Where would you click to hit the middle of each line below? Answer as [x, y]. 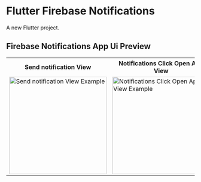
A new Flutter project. [33, 28]
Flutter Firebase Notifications [81, 11]
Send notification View [58, 67]
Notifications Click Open [154, 63]
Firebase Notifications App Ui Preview [79, 46]
